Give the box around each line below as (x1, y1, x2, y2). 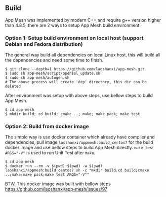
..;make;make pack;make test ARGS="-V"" (5, 172, 90, 177)
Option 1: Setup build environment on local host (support (5, 34, 144, 41)
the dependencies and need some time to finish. (5, 57, 104, 63)
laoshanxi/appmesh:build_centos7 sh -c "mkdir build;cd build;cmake (5, 168, 149, 173)
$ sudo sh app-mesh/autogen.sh (5, 75, 70, 80)
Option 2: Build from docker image (5, 123, 89, 130)
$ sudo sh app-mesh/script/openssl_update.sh (5, 71, 100, 76)
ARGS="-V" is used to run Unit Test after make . (5, 150, 95, 156)
